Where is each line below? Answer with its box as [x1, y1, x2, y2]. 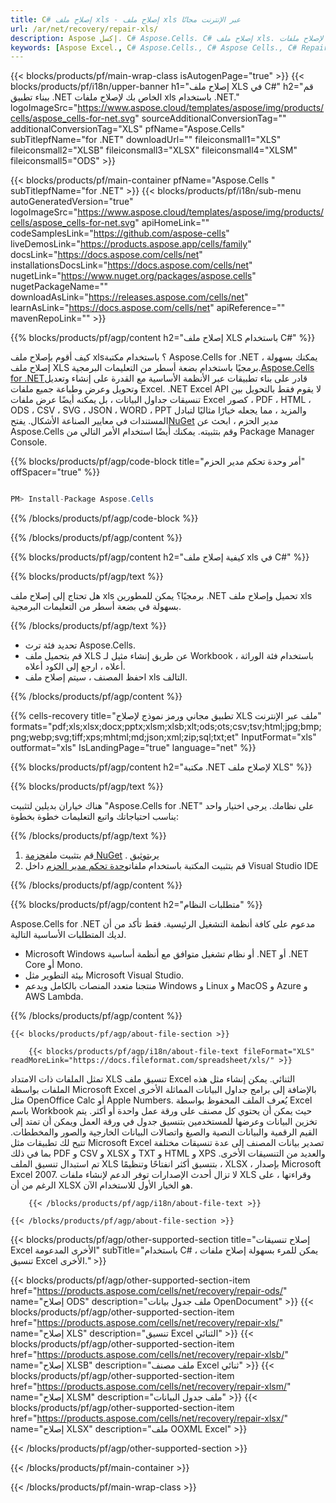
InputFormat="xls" [241, 731, 317, 743]
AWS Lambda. [24, 991, 84, 1003]
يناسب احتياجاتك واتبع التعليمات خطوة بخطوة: [10, 811, 179, 823]
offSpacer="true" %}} [10, 466, 101, 478]
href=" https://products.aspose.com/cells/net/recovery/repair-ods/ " [10, 1285, 288, 1297]
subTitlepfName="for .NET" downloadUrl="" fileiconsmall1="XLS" [10, 134, 282, 146]
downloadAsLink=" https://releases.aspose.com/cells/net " [10, 291, 249, 303]
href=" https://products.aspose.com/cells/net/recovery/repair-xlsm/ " [10, 1381, 292, 1393]
